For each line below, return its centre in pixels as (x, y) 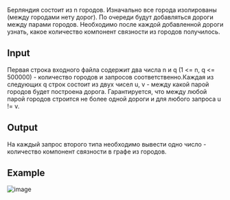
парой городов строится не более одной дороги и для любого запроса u (114, 99)
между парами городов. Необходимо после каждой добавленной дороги (115, 24)
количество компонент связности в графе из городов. (87, 151)
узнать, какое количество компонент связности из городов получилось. (114, 32)
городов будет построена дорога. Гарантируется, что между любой (107, 91)
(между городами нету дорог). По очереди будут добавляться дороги (111, 17)
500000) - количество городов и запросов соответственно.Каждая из (111, 77)
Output (22, 128)
